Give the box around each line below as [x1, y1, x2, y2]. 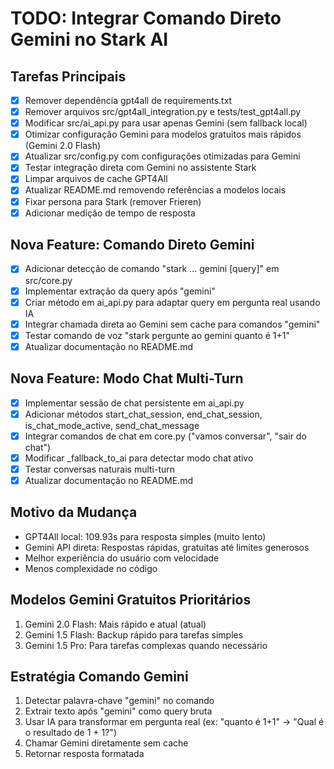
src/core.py [24, 274, 73, 286]
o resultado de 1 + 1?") [24, 727, 117, 739]
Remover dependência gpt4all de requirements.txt [24, 95, 233, 106]
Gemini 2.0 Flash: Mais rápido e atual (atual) [24, 618, 207, 630]
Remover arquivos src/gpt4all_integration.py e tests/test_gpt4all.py [24, 106, 302, 118]
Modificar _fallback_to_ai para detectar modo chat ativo [24, 452, 254, 464]
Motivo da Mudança [10, 504, 138, 521]
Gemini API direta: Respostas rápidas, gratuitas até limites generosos [24, 541, 310, 553]
